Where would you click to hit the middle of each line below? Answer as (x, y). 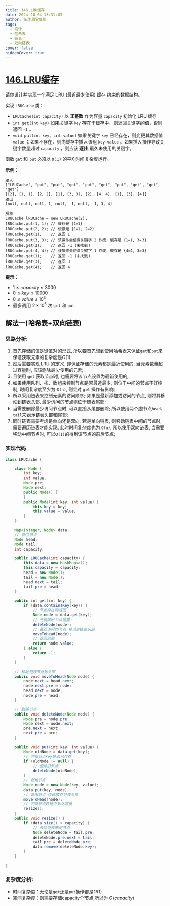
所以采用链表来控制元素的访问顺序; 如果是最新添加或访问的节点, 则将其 (87, 396)
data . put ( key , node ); (47, 790)
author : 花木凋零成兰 (26, 19)
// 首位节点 (25, 535)
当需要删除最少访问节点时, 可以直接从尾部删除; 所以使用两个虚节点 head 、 (89, 409)
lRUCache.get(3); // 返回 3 (38, 262)
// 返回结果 (44, 639)
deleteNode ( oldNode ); (55, 771)
